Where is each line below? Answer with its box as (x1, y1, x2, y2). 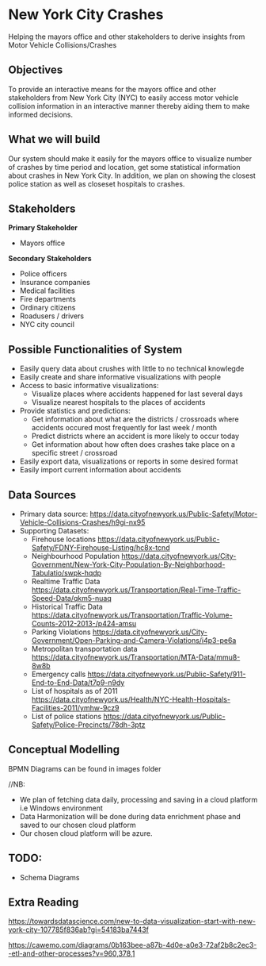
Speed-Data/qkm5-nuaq (31, 594, 112, 602)
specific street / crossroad (31, 448, 118, 458)
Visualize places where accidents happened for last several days (31, 389, 243, 398)
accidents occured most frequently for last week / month (31, 423, 218, 433)
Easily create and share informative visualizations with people (19, 372, 222, 382)
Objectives (8, 64, 63, 77)
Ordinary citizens (19, 303, 76, 313)
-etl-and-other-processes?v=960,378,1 (8, 949, 135, 958)
